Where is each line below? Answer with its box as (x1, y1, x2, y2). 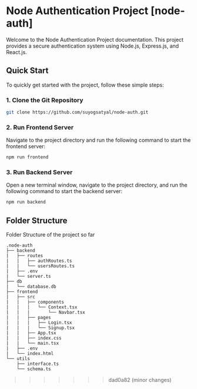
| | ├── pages (6, 315, 51, 321)
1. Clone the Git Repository (6, 96, 84, 104)
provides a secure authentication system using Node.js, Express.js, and (6, 42, 179, 49)
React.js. (6, 48, 28, 55)
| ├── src (6, 294, 35, 300)
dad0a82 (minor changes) (108, 377, 172, 384)
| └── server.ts (6, 274, 51, 280)
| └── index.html (6, 351, 54, 357)
